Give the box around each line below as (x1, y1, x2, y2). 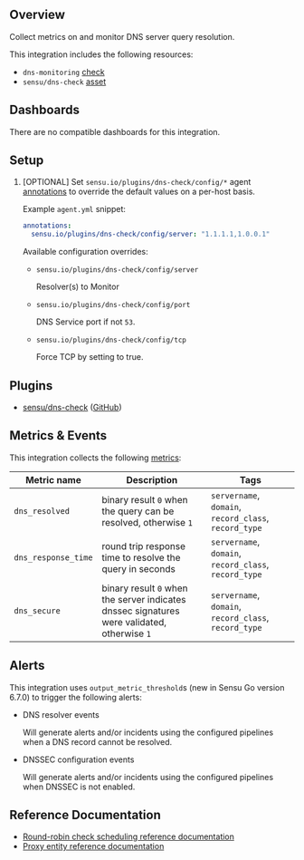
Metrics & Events (9, 428, 108, 443)
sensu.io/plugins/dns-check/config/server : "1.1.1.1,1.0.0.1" (31, 230, 271, 239)
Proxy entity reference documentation (22, 841, 165, 852)
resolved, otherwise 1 (101, 516, 193, 528)
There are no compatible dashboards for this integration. (9, 126, 221, 137)
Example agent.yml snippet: (22, 204, 127, 215)
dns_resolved (14, 506, 71, 516)
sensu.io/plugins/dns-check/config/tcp (35, 335, 187, 345)
